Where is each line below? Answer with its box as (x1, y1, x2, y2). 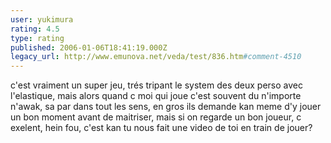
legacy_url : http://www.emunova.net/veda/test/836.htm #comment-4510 (10, 52, 302, 62)
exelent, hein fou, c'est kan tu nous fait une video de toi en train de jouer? (10, 122, 313, 134)
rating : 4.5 (10, 24, 60, 34)
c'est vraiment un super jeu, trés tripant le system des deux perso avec (10, 79, 303, 91)
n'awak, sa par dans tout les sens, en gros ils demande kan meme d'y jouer (10, 101, 322, 113)
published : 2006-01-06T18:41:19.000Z (10, 42, 168, 53)
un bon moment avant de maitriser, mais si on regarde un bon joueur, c (10, 111, 302, 123)
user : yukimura (10, 14, 74, 25)
